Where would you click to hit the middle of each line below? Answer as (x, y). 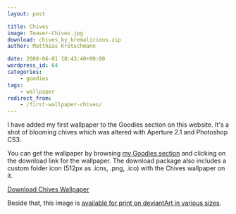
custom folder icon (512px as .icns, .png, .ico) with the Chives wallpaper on (116, 168)
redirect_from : (30, 98)
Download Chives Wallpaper (48, 189)
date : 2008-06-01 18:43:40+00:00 (56, 59)
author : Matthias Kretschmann (52, 46)
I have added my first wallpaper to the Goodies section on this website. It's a (118, 125)
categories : (25, 72)
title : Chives (28, 26)
